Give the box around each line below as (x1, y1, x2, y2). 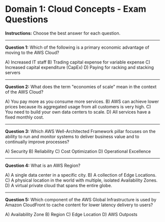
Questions (5, 14, 48, 25)
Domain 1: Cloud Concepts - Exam (5, 3, 146, 15)
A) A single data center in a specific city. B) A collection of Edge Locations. (5, 172, 157, 178)
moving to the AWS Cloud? (5, 49, 59, 55)
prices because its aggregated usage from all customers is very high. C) (5, 103, 151, 109)
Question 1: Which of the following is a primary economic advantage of (5, 44, 150, 50)
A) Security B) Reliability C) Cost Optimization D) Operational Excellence (5, 148, 151, 154)
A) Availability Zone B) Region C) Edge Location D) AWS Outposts (5, 211, 137, 217)
